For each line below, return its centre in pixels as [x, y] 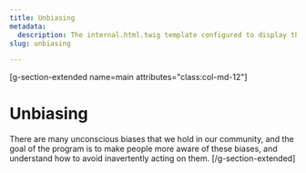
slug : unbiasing [40, 43]
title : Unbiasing [42, 18]
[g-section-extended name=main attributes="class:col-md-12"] [128, 77]
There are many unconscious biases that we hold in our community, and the [152, 139]
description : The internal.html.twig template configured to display [152, 35]
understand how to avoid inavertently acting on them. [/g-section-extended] [153, 158]
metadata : [28, 26]
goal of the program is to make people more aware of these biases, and [143, 149]
